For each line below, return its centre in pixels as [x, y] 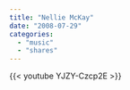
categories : [31, 34]
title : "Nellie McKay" [52, 17]
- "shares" [38, 51]
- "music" [35, 42]
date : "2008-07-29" [46, 26]
